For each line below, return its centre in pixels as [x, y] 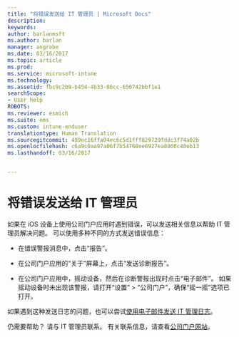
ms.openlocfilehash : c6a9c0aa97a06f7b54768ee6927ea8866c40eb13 [103, 147]
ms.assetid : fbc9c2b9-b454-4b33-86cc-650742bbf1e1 [84, 87]
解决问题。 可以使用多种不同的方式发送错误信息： [92, 233]
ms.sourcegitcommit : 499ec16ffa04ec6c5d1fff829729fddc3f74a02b [103, 140]
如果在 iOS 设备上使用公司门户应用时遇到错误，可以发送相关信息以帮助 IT [115, 224]
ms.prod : [20, 67]
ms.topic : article [35, 61]
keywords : [22, 27]
